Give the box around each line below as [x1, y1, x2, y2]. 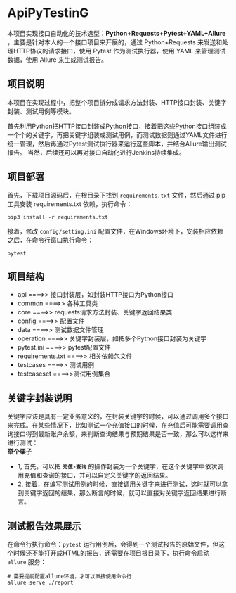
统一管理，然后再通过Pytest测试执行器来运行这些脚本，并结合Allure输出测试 [7, 139, 227, 148]
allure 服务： [7, 558, 47, 566]
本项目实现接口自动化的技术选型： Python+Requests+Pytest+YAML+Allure [7, 29, 226, 37]
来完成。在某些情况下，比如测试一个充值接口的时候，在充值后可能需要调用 [7, 421, 223, 430]
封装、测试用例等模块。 [7, 107, 75, 115]
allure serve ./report [7, 579, 74, 586]
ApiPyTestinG [7, 5, 89, 21]
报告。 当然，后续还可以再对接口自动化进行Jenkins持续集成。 [7, 148, 186, 156]
